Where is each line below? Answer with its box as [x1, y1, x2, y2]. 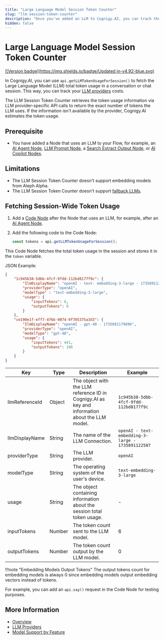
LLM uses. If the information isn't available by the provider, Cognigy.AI [5, 108, 146, 114]
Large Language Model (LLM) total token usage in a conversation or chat [5, 83, 152, 89]
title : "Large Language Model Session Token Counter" [5, 7, 117, 12]
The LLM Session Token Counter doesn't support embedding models [12, 178, 151, 183]
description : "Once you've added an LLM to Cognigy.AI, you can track [5, 16, 152, 21]
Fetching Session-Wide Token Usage [5, 202, 120, 210]
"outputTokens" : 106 [31, 344, 73, 349]
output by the [73, 548, 104, 555]
